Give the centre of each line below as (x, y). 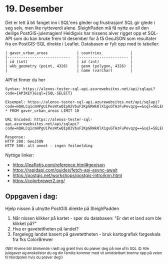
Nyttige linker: (19, 155)
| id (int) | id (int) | (69, 61)
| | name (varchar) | (69, 70)
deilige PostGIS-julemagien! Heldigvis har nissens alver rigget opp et (76, 33)
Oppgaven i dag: (31, 196)
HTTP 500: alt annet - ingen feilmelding (49, 145)
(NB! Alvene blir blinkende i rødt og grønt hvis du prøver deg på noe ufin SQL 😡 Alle (77, 248)
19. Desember (34, 9)
